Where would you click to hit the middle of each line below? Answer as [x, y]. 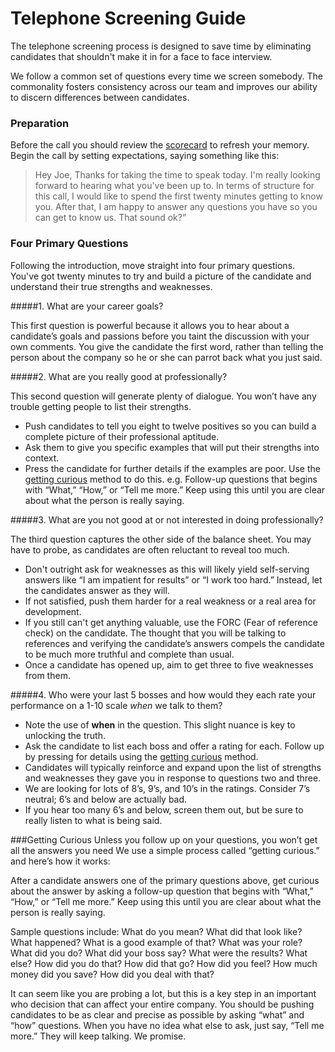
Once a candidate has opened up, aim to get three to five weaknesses [169, 664]
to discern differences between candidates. [100, 97]
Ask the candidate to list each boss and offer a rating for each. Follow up [174, 746]
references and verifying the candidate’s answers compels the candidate [174, 643]
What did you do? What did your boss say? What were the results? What [159, 953]
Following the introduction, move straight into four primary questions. [153, 265]
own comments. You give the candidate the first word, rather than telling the [167, 346]
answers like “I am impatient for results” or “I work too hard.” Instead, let [173, 579]
